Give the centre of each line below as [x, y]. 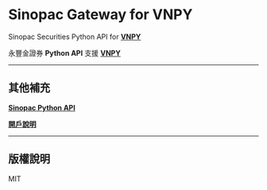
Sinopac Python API [42, 107]
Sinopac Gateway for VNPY [101, 15]
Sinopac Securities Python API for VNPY [75, 37]
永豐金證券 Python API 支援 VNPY [64, 52]
